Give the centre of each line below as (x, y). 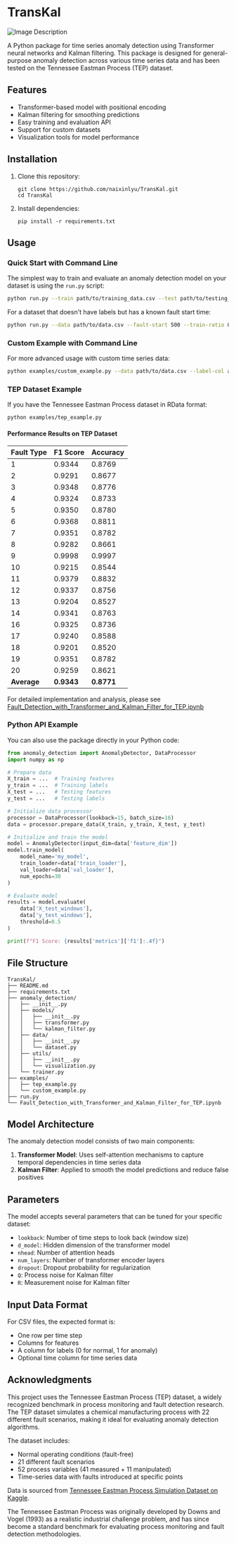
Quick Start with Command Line (63, 263)
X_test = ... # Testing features (59, 792)
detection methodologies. (44, 1534)
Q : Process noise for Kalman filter (65, 1275)
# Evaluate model (33, 896)
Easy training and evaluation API (64, 122)
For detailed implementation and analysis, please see (84, 699)
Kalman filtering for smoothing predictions (78, 114)
